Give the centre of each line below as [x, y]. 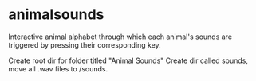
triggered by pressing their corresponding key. [85, 44]
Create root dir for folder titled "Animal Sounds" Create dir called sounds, [128, 60]
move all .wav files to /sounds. [58, 68]
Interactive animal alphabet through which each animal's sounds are [120, 37]
